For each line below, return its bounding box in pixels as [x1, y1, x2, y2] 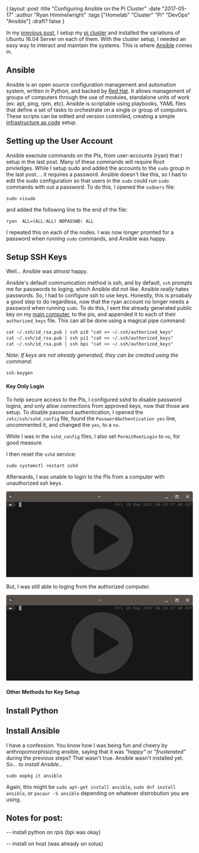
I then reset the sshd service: [6, 451, 76, 458]
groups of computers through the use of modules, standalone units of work [6, 93, 190, 100]
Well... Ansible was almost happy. [6, 268, 88, 275]
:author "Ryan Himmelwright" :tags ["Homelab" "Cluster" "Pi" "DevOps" [15, 11, 191, 18]
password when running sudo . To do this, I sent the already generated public [6, 305, 192, 312]
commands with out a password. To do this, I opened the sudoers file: [6, 183, 175, 191]
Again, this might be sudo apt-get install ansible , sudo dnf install [6, 783, 176, 790]
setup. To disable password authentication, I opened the [6, 408, 143, 416]
